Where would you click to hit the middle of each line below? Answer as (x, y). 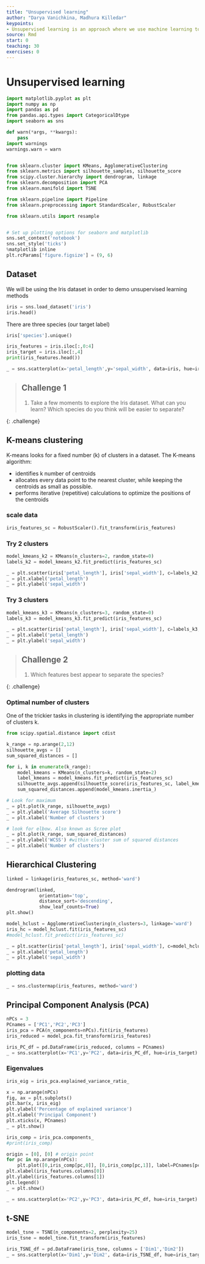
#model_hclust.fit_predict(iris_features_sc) (65, 935)
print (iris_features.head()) (43, 358)
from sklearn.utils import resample (53, 216)
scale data (22, 515)
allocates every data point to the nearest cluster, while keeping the (99, 480)
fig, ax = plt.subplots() (39, 1098)
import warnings (27, 143)
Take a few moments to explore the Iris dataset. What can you (108, 403)
